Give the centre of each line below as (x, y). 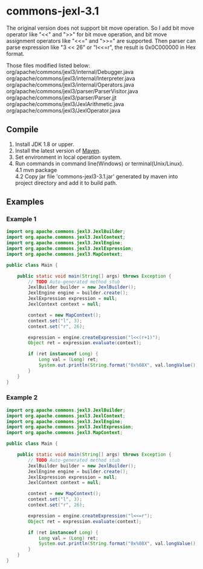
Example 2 (22, 398)
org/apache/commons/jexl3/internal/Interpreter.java (71, 78)
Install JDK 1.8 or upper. (44, 144)
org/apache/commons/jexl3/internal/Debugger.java (70, 72)
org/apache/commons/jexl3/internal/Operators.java (70, 85)
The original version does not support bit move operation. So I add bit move (100, 28)
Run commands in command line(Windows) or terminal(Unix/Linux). (99, 163)
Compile (22, 129)
